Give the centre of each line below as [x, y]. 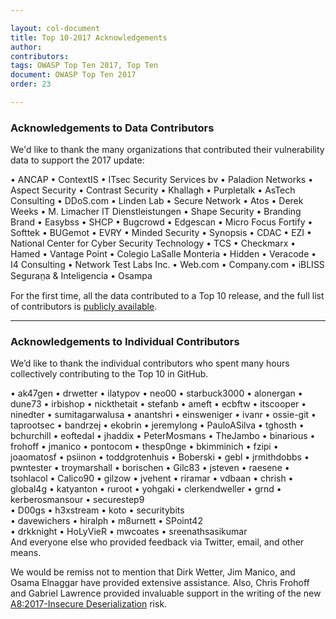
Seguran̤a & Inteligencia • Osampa [81, 276]
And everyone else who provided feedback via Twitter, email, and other [157, 542]
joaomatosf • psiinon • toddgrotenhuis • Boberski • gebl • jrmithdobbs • [160, 457]
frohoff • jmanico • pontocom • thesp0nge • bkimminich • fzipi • [144, 447]
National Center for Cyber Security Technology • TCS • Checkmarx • [153, 243]
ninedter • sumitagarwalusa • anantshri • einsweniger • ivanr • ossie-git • [163, 415]
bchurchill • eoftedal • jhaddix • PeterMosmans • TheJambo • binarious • [163, 436]
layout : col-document [55, 28]
